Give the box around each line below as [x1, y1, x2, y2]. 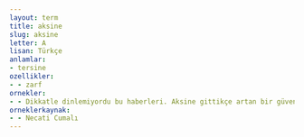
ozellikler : [9, 72, 54, 81]
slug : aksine [9, 30, 59, 39]
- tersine [9, 64, 47, 73]
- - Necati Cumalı [9, 114, 79, 123]
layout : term [9, 13, 59, 23]
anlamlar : [9, 55, 47, 64]
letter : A [9, 38, 47, 48]
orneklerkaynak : [9, 105, 71, 114]
